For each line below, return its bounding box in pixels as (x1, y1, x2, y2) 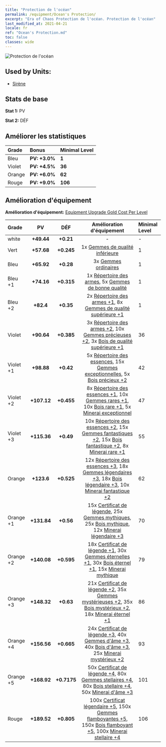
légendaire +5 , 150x (83, 703, 131, 710)
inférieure (96, 250, 119, 257)
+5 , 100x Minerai (87, 728, 127, 735)
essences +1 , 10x (86, 391, 128, 398)
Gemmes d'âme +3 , (84, 638, 130, 644)
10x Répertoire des (84, 418, 130, 424)
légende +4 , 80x (88, 670, 127, 677)
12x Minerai (93, 527, 122, 533)
